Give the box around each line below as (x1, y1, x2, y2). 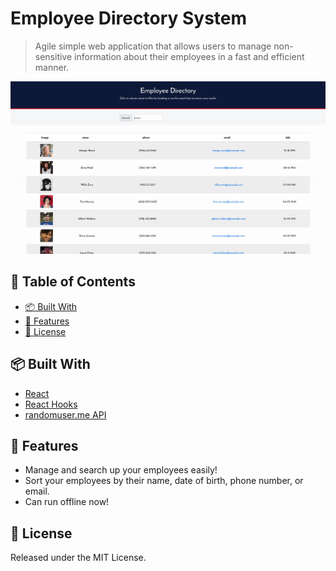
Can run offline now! (24, 496, 110, 508)
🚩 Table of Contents (10, 273, 136, 291)
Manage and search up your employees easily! (24, 464, 218, 476)
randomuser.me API (24, 408, 107, 421)
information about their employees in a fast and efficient (74, 50, 305, 62)
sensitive (34, 50, 73, 62)
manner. (34, 61, 70, 73)
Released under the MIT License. (10, 552, 147, 564)
